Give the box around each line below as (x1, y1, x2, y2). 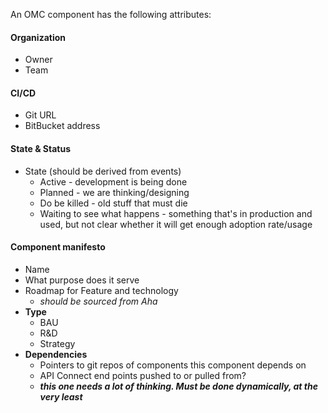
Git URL (24, 109, 57, 121)
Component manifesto (10, 241, 106, 253)
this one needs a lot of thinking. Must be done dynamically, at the (39, 380, 318, 392)
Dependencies (24, 348, 88, 360)
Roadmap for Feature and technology (24, 284, 179, 296)
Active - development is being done (39, 175, 188, 188)
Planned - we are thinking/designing (39, 186, 190, 198)
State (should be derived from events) (24, 165, 182, 177)
